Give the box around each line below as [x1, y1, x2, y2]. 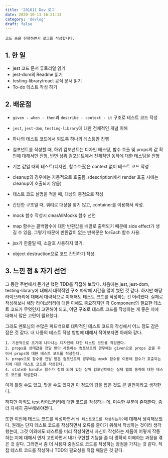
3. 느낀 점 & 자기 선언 [5, 267, 66, 275]
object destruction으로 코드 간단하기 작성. [12, 251, 96, 257]
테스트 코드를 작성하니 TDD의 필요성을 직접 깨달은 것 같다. [10, 447, 124, 453]
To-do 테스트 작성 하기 [12, 84, 58, 90]
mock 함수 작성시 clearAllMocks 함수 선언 [12, 212, 96, 218]
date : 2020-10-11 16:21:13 [5, 12, 62, 17]
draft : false [5, 21, 33, 27]
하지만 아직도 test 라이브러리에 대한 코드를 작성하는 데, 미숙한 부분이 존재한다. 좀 [5, 399, 162, 405]
